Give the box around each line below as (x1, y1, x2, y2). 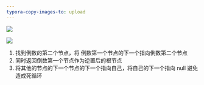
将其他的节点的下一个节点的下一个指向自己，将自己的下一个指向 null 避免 (15, 64, 199, 72)
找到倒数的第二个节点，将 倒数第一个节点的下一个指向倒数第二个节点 (15, 49, 188, 56)
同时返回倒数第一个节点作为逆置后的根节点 (15, 56, 122, 64)
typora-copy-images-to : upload (6, 8, 86, 15)
